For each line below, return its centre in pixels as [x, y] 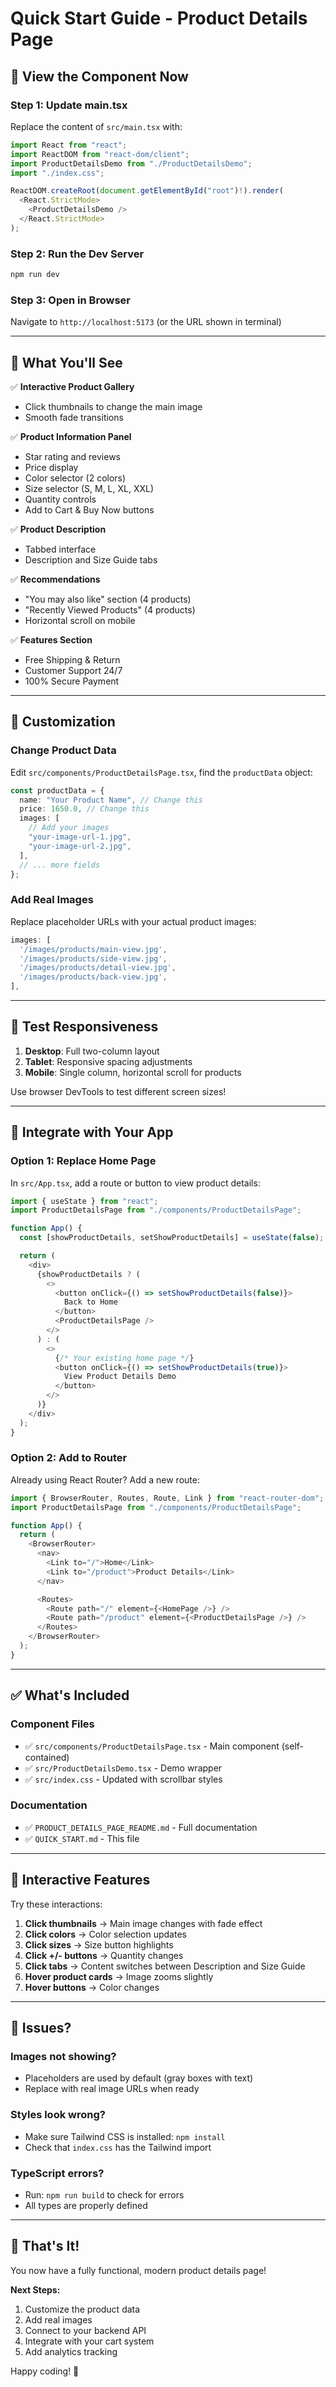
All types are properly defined [86, 2205]
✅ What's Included [70, 1695]
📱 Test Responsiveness [84, 1027]
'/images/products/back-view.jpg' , [93, 977]
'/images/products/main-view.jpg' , [93, 949]
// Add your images [69, 828]
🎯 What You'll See [66, 362]
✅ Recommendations [55, 579]
